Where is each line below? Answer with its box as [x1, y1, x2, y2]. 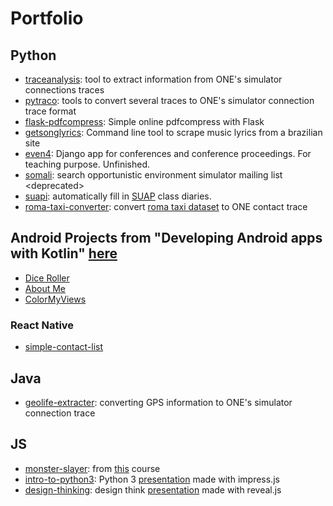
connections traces [24, 84, 105, 96]
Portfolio [10, 7, 84, 30]
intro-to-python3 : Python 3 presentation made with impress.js [24, 473, 280, 485]
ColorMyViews [24, 293, 87, 305]
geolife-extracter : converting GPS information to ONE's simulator [24, 396, 293, 408]
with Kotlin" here [10, 245, 118, 262]
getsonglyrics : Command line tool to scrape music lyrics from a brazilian [24, 127, 323, 138]
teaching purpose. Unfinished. [24, 158, 151, 170]
